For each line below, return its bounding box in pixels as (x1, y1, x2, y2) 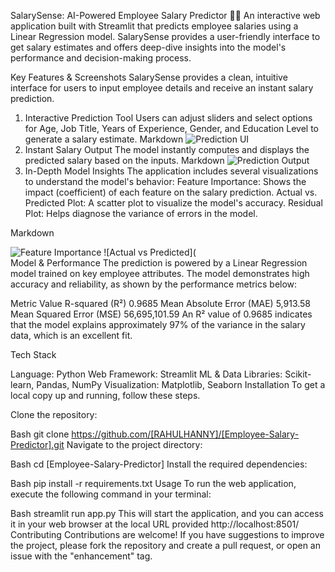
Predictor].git (10, 439, 65, 450)
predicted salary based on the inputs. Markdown (24, 155, 225, 166)
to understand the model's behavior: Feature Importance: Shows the (24, 176, 307, 187)
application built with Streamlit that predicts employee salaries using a (10, 20, 299, 32)
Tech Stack (10, 349, 57, 360)
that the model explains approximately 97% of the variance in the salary (10, 319, 306, 330)
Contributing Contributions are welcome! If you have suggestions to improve (10, 529, 325, 540)
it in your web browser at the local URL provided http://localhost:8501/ (10, 518, 300, 530)
